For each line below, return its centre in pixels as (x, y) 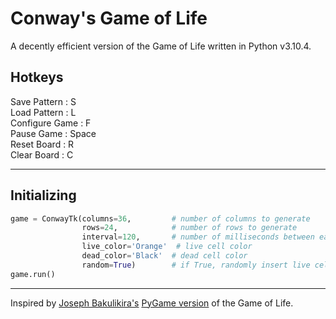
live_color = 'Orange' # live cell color (167, 247)
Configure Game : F (51, 123)
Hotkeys (37, 77)
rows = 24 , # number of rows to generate (189, 228)
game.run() (33, 274)
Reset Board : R (42, 144)
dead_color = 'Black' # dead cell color (164, 256)
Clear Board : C (42, 154)
